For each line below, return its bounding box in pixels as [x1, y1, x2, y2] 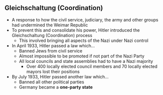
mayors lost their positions [26, 68, 80, 75]
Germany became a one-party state [19, 84, 93, 90]
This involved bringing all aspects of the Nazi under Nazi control [19, 38, 149, 43]
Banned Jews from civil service [19, 48, 83, 54]
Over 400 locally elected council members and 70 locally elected [26, 63, 158, 69]
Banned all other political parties [19, 79, 84, 85]
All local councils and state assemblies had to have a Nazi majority [19, 58, 153, 64]
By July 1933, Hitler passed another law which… [11, 74, 109, 79]
